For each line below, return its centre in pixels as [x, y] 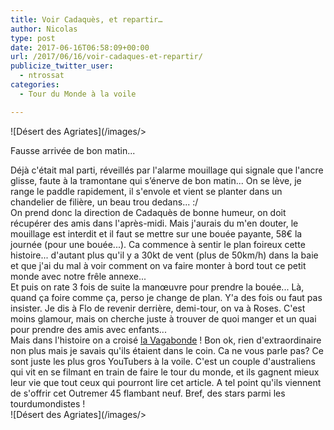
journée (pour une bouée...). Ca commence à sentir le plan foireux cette [158, 244]
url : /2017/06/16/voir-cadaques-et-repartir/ [106, 57]
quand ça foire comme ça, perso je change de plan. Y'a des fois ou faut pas [166, 297]
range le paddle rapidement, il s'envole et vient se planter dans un [146, 191]
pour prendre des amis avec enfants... [88, 329]
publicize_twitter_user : [62, 66]
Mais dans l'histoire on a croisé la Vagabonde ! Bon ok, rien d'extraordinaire [166, 340]
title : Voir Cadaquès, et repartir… [86, 19]
